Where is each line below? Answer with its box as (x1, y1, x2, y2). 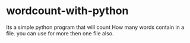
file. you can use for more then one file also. (6, 29, 114, 37)
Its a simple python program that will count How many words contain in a (6, 24, 185, 31)
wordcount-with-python (6, 4, 129, 18)
